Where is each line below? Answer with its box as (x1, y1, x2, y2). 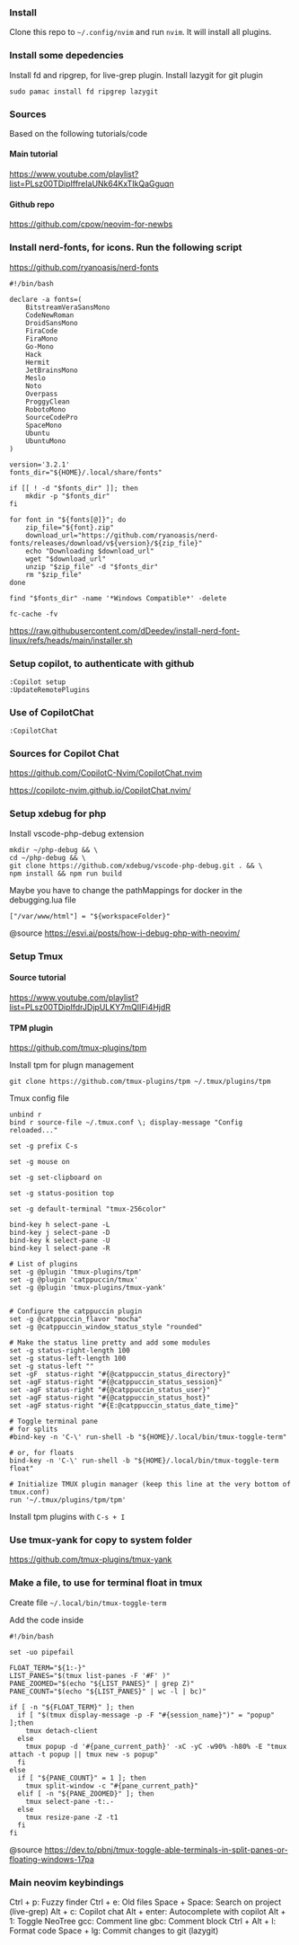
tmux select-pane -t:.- (25, 1797, 115, 1806)
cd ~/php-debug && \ (9, 853, 87, 862)
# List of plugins (9, 1260, 78, 1269)
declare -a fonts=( (9, 295, 83, 304)
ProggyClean (25, 397, 70, 406)
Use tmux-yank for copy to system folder (9, 1534, 193, 1547)
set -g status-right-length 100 (9, 1346, 130, 1355)
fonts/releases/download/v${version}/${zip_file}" (9, 538, 203, 547)
